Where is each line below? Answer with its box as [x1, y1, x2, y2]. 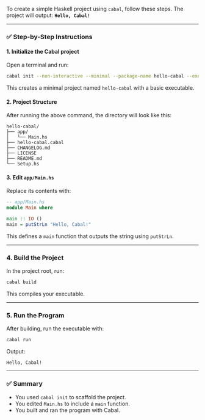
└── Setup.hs [6, 161, 40, 167]
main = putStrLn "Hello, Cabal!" [6, 222, 92, 228]
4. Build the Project [6, 253, 64, 262]
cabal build [6, 279, 37, 286]
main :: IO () [6, 216, 43, 222]
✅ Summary [6, 380, 43, 388]
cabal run [6, 337, 32, 343]
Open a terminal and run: [6, 61, 69, 69]
